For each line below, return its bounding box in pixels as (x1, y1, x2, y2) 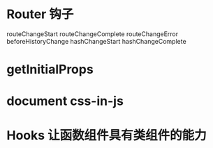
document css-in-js (6, 93, 124, 109)
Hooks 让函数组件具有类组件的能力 (6, 127, 207, 143)
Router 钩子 (6, 6, 74, 22)
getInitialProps (6, 62, 94, 77)
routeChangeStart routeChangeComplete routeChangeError (6, 29, 179, 38)
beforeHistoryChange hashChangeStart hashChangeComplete (6, 37, 186, 45)
